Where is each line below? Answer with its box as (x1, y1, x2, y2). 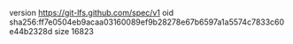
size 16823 (54, 26, 95, 36)
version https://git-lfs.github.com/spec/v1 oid (9, 8, 174, 18)
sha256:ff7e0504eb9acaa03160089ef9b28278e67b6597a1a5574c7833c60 (9, 17, 285, 27)
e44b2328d (9, 26, 53, 36)
